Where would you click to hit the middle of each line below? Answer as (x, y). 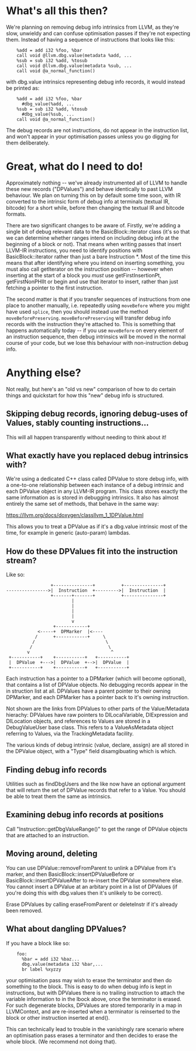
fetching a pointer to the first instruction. (55, 288)
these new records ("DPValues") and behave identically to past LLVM (90, 189)
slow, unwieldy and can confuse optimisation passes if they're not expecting (98, 33)
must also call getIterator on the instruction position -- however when (90, 269)
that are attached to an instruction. (48, 835)
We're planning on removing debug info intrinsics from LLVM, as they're (93, 27)
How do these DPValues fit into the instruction (92, 551)
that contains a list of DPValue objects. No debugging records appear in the (97, 685)
